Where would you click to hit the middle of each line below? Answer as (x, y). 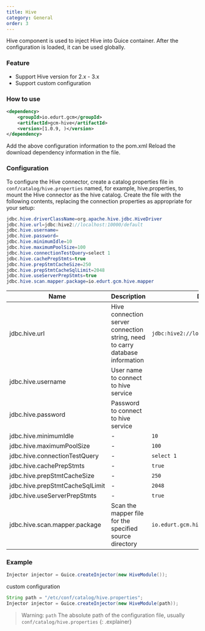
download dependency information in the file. (63, 152)
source (121, 536)
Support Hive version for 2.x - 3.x (57, 77)
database (124, 353)
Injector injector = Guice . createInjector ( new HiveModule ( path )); (92, 603)
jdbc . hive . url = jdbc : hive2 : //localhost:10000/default (75, 225)
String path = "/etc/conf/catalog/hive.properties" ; (75, 598)
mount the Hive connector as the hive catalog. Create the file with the (94, 195)
